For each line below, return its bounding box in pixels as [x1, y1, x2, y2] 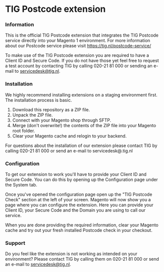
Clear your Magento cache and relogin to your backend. [12, 133, 127, 139]
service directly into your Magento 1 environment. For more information [5, 38, 150, 44]
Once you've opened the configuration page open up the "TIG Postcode [5, 191, 153, 197]
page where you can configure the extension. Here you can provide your [5, 202, 154, 208]
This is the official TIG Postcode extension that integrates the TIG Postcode [5, 32, 159, 38]
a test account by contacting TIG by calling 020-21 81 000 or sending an [5, 63, 153, 69]
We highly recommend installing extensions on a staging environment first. [5, 91, 158, 97]
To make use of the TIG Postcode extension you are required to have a [5, 52, 150, 58]
